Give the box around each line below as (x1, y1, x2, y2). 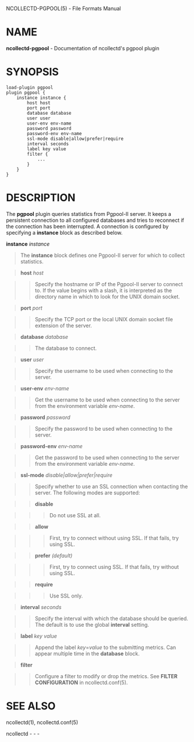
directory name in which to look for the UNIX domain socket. (34, 293, 181, 300)
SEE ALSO (6, 699, 56, 713)
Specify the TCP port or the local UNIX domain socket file (34, 315, 173, 322)
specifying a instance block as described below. (6, 229, 123, 236)
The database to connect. (34, 345, 97, 352)
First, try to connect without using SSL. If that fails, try (49, 534, 179, 541)
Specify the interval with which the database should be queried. (34, 614, 188, 622)
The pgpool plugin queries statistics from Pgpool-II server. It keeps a (6, 210, 172, 217)
